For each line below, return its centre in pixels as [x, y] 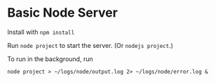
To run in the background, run [50, 59]
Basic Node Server [62, 13]
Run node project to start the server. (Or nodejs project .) [90, 45]
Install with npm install [41, 32]
